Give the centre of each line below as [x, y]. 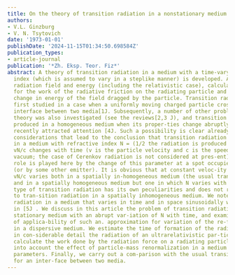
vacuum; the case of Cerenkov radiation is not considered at [106, 157]
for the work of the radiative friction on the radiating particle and [120, 92]
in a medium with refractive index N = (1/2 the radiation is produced [120, 144]
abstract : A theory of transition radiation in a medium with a [103, 72]
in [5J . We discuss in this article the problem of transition [109, 209]
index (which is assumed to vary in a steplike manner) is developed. [119, 79]
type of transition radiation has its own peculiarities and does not [119, 190]
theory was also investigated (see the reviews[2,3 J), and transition [120, 118]
